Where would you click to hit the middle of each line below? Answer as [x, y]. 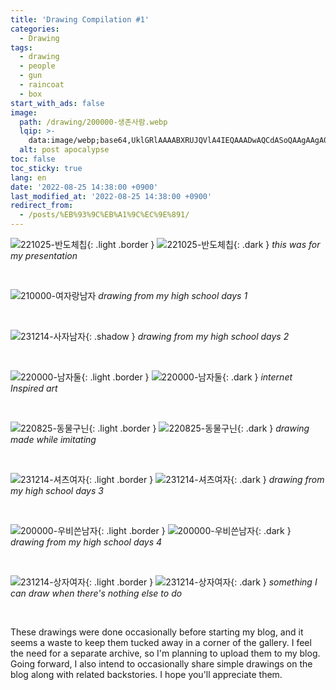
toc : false [33, 159]
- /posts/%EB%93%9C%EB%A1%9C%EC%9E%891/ [104, 215]
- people [37, 66]
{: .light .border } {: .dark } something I [201, 582]
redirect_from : [42, 206]
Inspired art [34, 388]
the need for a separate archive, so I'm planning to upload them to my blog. [165, 653]
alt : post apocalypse [64, 150]
